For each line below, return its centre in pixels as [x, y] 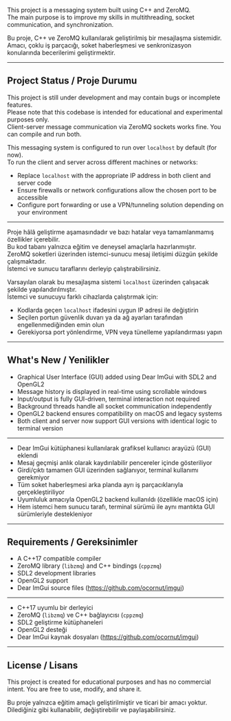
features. [20, 105]
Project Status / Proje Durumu [72, 81]
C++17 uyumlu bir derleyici [55, 608]
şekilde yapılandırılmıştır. [42, 289]
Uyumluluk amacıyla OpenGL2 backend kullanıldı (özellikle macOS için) [118, 499]
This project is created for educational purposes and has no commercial [109, 682]
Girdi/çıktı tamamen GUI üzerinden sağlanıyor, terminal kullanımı [108, 470]
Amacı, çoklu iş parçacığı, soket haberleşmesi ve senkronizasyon [99, 45]
